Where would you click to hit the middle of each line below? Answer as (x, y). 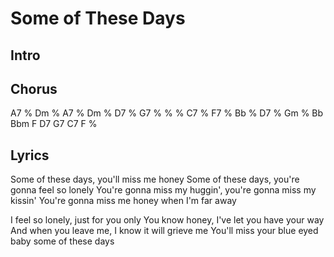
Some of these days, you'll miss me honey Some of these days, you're (155, 179)
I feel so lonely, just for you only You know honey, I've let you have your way (167, 220)
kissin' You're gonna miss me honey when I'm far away (123, 201)
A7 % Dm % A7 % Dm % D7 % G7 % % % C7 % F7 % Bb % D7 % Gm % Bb (167, 113)
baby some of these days (62, 241)
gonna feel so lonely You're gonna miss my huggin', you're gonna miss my (163, 190)
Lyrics (30, 155)
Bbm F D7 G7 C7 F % (54, 124)
